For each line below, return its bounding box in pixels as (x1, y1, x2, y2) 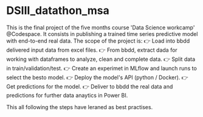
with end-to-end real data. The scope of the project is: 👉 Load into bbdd (6, 37, 190, 44)
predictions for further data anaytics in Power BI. (6, 91, 128, 99)
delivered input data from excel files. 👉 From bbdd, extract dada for (6, 46, 177, 54)
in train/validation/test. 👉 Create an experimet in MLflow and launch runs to (6, 65, 198, 72)
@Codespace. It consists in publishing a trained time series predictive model (6, 30, 198, 37)
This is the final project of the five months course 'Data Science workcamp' (6, 24, 195, 31)
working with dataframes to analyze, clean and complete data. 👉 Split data (6, 55, 196, 63)
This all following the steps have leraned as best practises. (6, 103, 153, 110)
